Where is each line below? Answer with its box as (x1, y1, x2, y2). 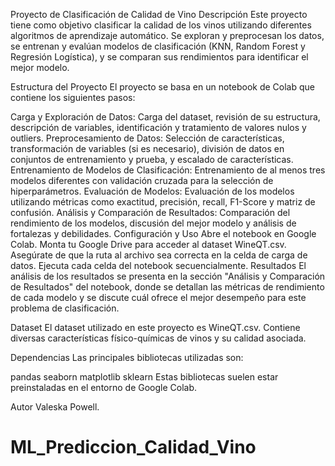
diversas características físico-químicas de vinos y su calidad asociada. (10, 332, 307, 344)
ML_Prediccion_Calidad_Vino (10, 436, 257, 459)
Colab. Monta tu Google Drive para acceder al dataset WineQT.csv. (10, 239, 287, 250)
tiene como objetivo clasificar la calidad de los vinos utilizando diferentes (10, 19, 312, 31)
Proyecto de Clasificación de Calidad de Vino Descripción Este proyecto (10, 9, 308, 20)
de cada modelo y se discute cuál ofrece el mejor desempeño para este (10, 292, 307, 303)
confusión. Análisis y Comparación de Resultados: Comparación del (10, 207, 291, 218)
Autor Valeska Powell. (10, 401, 100, 413)
